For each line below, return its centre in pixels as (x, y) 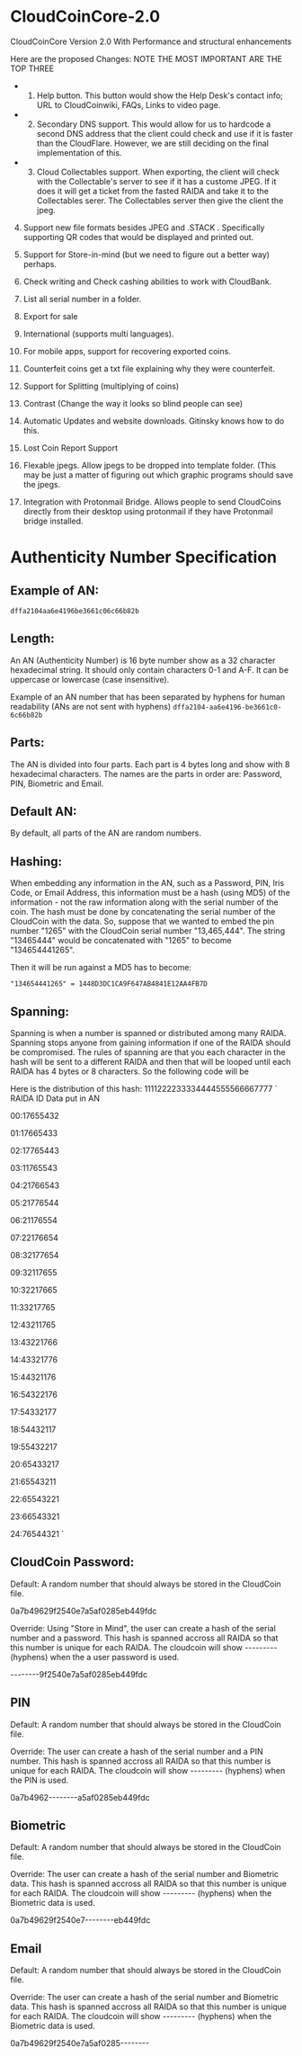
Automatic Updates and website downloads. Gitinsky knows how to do (154, 421)
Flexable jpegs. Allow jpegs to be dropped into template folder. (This (150, 465)
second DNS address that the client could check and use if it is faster (165, 133)
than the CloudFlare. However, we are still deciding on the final (152, 143)
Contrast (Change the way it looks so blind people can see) (133, 403)
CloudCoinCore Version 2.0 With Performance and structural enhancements (151, 41)
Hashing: (36, 861)
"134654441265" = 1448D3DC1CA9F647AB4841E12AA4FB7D (109, 984)
